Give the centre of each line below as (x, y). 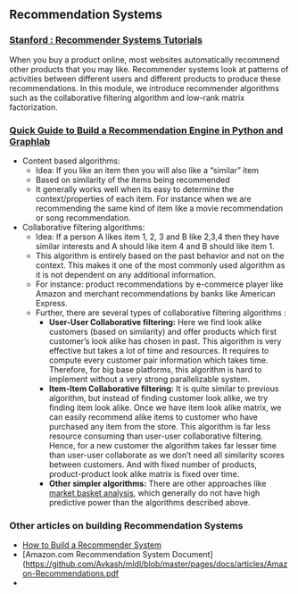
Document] (193, 555)
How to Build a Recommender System (92, 545)
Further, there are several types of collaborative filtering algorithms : (161, 313)
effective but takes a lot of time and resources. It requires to (159, 350)
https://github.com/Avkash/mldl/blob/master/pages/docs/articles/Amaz (157, 564)
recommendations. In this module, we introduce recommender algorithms (144, 88)
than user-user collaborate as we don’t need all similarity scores (167, 455)
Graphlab (30, 141)
